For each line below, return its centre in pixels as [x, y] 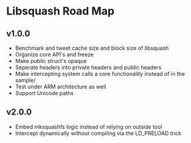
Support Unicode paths [44, 93]
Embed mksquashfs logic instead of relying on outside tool [89, 127]
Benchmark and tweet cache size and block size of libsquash [92, 48]
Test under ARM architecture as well [61, 87]
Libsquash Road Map [60, 11]
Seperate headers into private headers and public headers [88, 67]
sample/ [25, 80]
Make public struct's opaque [51, 61]
